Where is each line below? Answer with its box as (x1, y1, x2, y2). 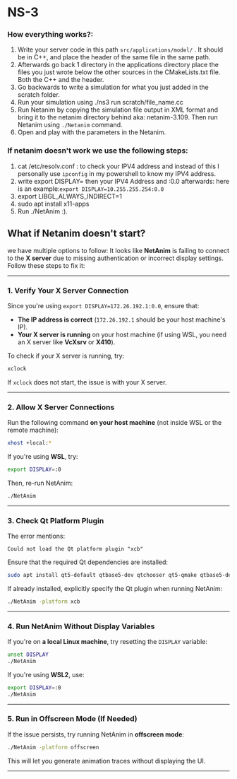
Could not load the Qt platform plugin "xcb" (7, 545, 143, 552)
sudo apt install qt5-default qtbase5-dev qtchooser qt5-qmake (7, 571, 197, 578)
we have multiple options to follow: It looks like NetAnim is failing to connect (7, 246, 230, 254)
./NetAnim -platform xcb (7, 598, 80, 605)
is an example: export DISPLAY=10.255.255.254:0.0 (17, 184, 164, 193)
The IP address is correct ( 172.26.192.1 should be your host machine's (17, 315, 226, 324)
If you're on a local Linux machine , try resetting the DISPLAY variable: (7, 638, 208, 646)
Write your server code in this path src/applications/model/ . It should (17, 45, 224, 54)
